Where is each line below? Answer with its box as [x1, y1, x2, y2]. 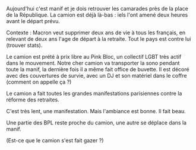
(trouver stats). [6, 42, 43, 49]
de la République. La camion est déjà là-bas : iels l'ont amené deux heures [6, 11, 188, 18]
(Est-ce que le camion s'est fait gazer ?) [6, 137, 104, 144]
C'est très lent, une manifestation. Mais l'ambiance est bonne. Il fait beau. [6, 108, 186, 114]
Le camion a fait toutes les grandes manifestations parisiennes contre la [6, 90, 182, 97]
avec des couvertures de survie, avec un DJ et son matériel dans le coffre [6, 72, 187, 79]
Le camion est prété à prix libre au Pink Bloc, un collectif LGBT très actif [6, 53, 182, 60]
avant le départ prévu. [6, 18, 61, 24]
